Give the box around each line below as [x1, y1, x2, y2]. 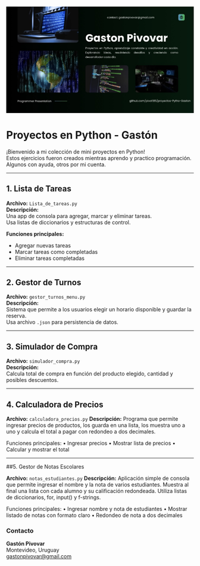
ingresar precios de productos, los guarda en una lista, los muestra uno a [6, 422, 186, 429]
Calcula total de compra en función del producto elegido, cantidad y [6, 370, 174, 377]
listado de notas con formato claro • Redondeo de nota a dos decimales [6, 512, 183, 519]
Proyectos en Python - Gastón [6, 129, 158, 142]
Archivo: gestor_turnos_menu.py [6, 293, 86, 301]
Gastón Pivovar [6, 540, 45, 547]
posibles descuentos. [6, 377, 59, 384]
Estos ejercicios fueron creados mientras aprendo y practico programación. [6, 154, 192, 161]
